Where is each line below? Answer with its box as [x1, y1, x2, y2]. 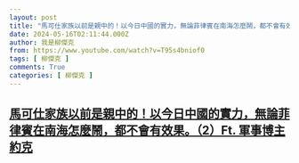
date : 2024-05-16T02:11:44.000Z [9, 29, 129, 38]
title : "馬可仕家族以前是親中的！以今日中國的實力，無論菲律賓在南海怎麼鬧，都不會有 [9, 21, 287, 30]
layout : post [9, 12, 58, 22]
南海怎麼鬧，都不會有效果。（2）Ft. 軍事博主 [44, 123, 287, 138]
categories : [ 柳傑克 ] [9, 71, 93, 80]
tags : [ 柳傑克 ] [9, 54, 69, 63]
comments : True [9, 63, 66, 72]
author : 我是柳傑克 [9, 37, 75, 47]
